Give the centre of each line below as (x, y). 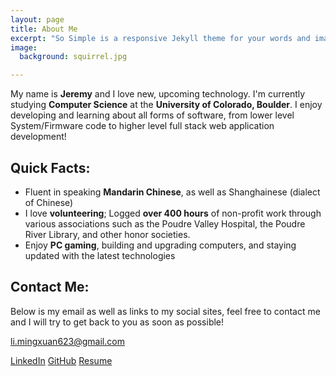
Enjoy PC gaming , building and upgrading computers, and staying (160, 245)
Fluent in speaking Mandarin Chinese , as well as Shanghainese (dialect (172, 192)
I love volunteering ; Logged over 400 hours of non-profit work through (173, 213)
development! (38, 137)
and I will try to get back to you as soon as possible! (117, 322)
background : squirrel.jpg (73, 57)
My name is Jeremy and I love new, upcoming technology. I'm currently (158, 94)
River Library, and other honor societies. (107, 234)
